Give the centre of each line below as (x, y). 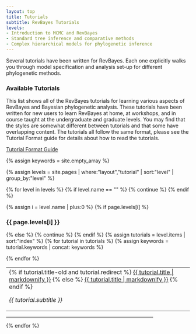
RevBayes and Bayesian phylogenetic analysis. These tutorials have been (94, 107)
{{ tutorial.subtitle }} (36, 300)
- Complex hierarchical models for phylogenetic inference (79, 44)
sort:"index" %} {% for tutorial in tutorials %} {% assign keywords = (87, 241)
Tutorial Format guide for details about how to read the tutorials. (83, 138)
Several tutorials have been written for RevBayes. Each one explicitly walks (96, 60)
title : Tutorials (27, 17)
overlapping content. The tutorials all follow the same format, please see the (97, 132)
